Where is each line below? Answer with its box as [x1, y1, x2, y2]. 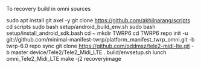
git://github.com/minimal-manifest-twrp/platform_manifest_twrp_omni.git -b [6, 36, 195, 43]
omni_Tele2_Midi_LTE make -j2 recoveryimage [6, 55, 122, 62]
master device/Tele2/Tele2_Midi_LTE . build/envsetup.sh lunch [11, 49, 167, 56]
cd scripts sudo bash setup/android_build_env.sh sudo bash [6, 23, 156, 30]
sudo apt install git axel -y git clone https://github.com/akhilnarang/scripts [6, 17, 191, 23]
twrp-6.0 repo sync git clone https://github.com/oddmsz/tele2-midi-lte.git [6, 42, 190, 49]
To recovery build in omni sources [6, 5, 91, 12]
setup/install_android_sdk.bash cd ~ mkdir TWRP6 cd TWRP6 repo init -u [6, 29, 188, 37]
